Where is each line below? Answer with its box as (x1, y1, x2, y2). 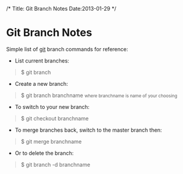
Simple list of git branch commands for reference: (6, 45, 128, 52)
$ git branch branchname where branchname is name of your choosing (20, 92, 178, 99)
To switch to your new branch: (14, 103, 90, 110)
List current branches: (14, 57, 70, 64)
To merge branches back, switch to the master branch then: (14, 126, 162, 133)
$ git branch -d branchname (20, 161, 91, 168)
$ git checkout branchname (20, 114, 89, 122)
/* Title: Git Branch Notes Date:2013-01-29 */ (6, 5, 116, 12)
